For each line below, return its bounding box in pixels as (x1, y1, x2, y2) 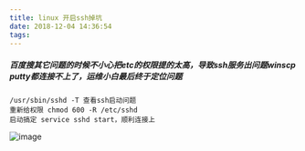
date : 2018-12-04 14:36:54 (9, 22, 112, 31)
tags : (9, 30, 30, 39)
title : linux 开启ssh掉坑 (9, 13, 103, 23)
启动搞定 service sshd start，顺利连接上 (9, 116, 155, 125)
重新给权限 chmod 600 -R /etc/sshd (9, 106, 139, 115)
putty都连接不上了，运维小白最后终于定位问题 (9, 70, 183, 82)
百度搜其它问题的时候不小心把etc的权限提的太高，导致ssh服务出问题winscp (9, 59, 297, 70)
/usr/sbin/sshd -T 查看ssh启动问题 (9, 96, 137, 106)
